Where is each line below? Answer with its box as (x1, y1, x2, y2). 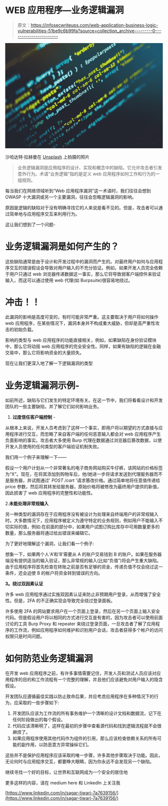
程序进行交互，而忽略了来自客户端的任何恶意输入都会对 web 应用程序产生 (9, 431, 161, 437)
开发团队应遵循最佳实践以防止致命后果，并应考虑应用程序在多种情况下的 (5, 693, 154, 699)
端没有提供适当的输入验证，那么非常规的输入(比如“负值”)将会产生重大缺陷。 (5, 558, 161, 564)
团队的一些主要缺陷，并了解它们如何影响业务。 (5, 404, 101, 410)
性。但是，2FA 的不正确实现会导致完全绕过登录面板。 (5, 598, 115, 604)
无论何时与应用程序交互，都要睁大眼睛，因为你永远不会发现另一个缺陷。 (5, 758, 154, 764)
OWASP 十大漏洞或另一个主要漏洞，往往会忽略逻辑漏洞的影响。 (5, 194, 136, 200)
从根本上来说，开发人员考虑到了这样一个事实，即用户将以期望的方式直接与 (5, 425, 158, 431)
